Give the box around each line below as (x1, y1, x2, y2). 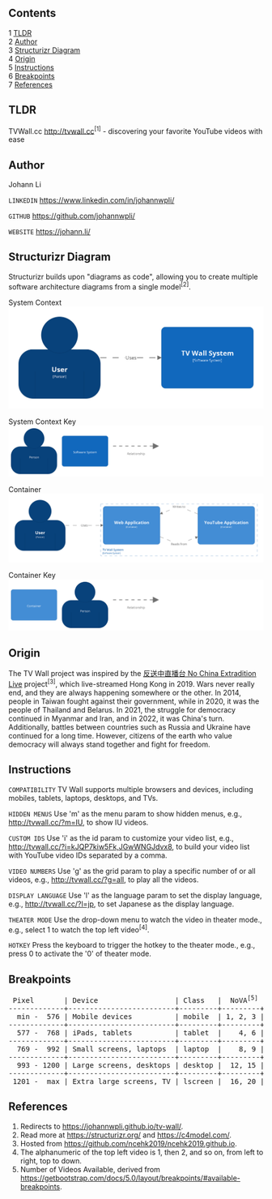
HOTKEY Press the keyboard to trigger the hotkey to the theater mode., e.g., (8, 940, 256, 950)
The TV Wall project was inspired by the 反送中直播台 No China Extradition (8, 669, 257, 679)
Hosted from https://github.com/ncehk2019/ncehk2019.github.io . (19, 1138, 237, 1148)
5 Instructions (8, 62, 54, 72)
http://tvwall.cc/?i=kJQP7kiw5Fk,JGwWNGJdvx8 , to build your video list (8, 841, 250, 851)
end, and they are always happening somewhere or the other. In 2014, (8, 688, 241, 697)
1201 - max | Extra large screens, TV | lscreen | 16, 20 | (12, 1077, 265, 1086)
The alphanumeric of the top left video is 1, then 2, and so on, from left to (19, 1147, 264, 1157)
